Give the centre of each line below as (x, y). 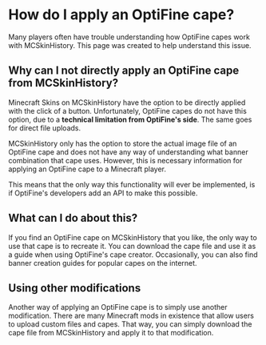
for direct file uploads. (45, 128)
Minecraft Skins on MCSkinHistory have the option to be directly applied (127, 102)
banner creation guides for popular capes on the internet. (103, 263)
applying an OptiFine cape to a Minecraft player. (87, 169)
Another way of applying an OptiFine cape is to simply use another (118, 307)
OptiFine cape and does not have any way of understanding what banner (129, 152)
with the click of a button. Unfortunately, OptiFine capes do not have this (128, 110)
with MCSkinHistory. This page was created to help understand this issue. (130, 45)
